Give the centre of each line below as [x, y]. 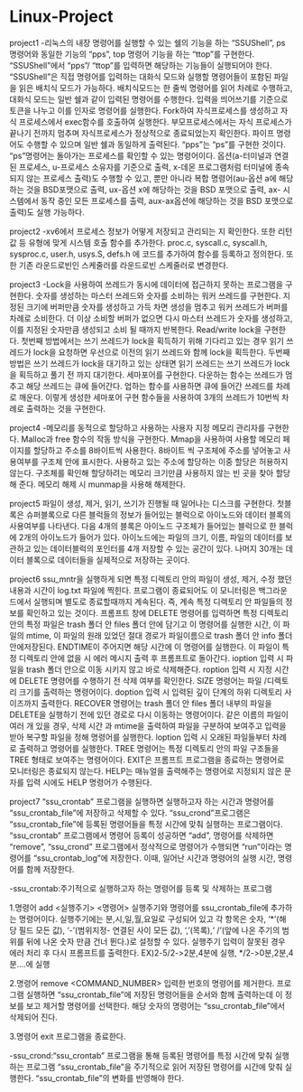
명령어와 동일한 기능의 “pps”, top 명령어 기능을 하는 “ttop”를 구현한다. [132, 54]
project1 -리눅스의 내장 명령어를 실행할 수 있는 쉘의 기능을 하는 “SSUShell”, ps [147, 42]
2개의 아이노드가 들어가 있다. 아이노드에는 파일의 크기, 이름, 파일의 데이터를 [151, 537]
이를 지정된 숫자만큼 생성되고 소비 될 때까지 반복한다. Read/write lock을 [136, 329]
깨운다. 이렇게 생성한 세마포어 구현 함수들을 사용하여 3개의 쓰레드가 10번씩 [149, 397]
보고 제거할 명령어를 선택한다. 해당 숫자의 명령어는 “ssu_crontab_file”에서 [156, 1005]
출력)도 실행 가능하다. [47, 212]
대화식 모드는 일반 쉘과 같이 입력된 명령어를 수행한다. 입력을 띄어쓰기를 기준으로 [149, 99]
